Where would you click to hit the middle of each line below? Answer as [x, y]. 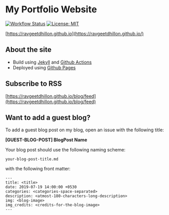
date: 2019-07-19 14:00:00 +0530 [41, 187]
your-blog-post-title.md [32, 159]
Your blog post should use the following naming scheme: [65, 150]
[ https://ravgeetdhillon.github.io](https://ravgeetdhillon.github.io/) [74, 33]
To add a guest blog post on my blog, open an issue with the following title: [85, 130]
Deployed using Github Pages [44, 67]
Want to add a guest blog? [48, 117]
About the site [29, 50]
